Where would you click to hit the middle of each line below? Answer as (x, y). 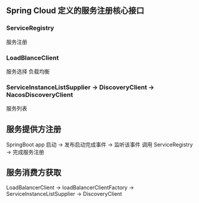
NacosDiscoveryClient (40, 94)
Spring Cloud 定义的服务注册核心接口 (75, 11)
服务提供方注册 (34, 129)
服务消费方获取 (34, 173)
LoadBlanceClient (33, 57)
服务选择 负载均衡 (28, 71)
